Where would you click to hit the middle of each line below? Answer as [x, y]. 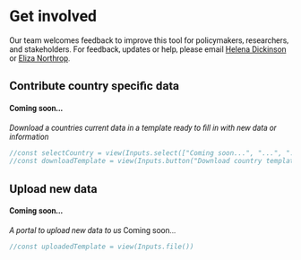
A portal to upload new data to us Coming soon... [93, 230]
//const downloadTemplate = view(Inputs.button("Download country [136, 161]
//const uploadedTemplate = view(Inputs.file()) [102, 247]
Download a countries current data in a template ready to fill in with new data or [143, 128]
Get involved [53, 16]
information [29, 137]
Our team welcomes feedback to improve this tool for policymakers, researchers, [149, 40]
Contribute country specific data [95, 86]
